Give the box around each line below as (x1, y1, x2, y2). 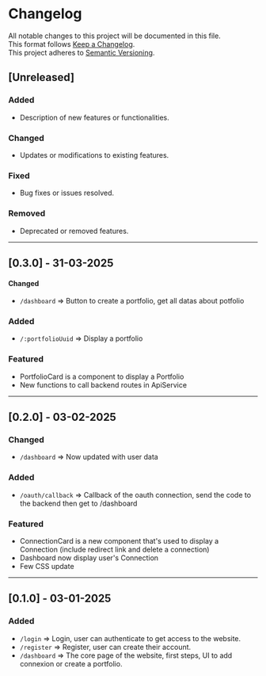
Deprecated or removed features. (19, 226, 129, 235)
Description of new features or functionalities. (19, 113, 169, 122)
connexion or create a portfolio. (19, 659, 123, 668)
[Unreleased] (8, 71, 75, 84)
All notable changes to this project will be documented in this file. (8, 31, 222, 40)
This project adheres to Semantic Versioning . (8, 48, 155, 57)
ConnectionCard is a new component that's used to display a (19, 536, 219, 545)
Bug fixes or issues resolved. (19, 188, 115, 198)
